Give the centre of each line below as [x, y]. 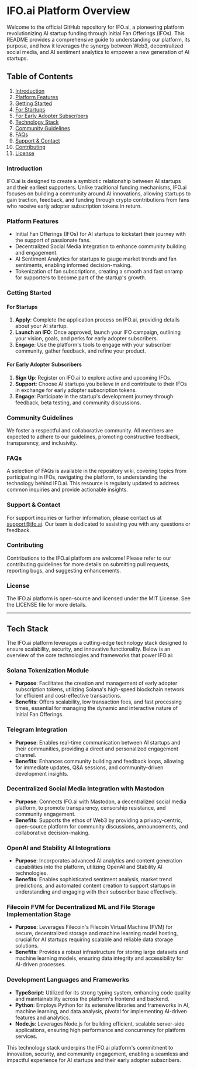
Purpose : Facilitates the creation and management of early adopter [96, 683]
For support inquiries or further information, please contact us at [84, 517]
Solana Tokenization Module [48, 670]
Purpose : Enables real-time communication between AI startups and [98, 742]
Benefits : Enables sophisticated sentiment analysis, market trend [94, 879]
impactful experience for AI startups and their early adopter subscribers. [94, 1060]
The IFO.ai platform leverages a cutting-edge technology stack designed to [97, 642]
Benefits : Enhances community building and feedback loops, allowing [99, 761]
